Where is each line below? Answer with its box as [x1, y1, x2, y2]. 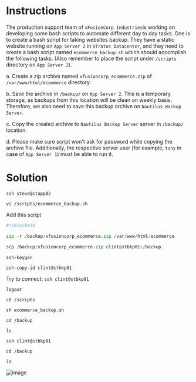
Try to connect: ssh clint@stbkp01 [6, 275, 89, 282]
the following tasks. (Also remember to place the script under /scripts [6, 55, 177, 62]
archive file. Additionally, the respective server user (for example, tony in [6, 144, 182, 151]
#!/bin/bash [6, 222, 35, 228]
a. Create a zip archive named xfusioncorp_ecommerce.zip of [6, 72, 153, 79]
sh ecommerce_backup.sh [6, 307, 65, 313]
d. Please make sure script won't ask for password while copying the [6, 138, 173, 145]
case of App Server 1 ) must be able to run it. [6, 150, 113, 157]
